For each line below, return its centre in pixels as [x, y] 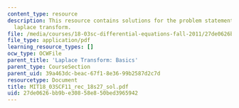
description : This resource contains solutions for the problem [105, 21]
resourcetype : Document [43, 80]
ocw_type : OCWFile [34, 54]
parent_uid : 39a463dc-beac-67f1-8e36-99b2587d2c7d [84, 73]
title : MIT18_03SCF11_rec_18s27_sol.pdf [68, 87]
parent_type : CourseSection [49, 67]
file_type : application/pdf [49, 40]
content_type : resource [43, 14]
